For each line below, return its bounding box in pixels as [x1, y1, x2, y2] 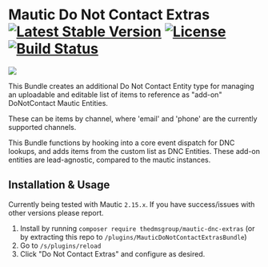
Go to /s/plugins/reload [19, 241, 102, 250]
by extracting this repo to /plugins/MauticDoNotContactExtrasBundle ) [19, 232, 247, 241]
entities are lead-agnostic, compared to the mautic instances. [8, 155, 211, 164]
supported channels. [8, 122, 77, 131]
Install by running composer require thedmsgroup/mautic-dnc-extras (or [19, 223, 255, 233]
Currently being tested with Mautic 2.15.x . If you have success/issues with [8, 199, 255, 209]
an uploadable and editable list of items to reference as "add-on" [8, 90, 222, 99]
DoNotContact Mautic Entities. [8, 98, 108, 107]
